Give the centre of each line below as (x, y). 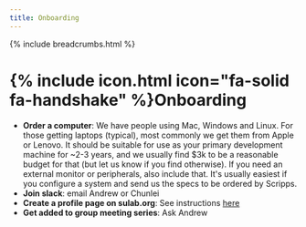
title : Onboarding (44, 18)
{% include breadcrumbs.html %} (72, 44)
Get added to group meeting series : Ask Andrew (115, 212)
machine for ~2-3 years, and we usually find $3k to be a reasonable (150, 154)
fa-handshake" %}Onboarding (128, 100)
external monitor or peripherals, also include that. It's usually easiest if (155, 173)
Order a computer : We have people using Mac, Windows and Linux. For (158, 125)
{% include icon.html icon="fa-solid (149, 81)
